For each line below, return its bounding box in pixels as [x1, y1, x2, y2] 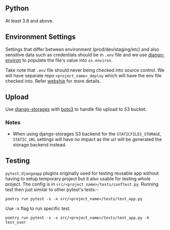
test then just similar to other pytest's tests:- [5, 186, 99, 193]
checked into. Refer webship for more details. [5, 78, 101, 84]
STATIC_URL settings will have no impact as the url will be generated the [12, 136, 162, 142]
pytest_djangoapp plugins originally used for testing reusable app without [5, 170, 159, 176]
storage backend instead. [12, 141, 66, 148]
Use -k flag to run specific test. [5, 205, 71, 212]
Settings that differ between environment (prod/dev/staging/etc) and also [5, 46, 159, 52]
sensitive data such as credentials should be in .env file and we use [5, 51, 147, 58]
